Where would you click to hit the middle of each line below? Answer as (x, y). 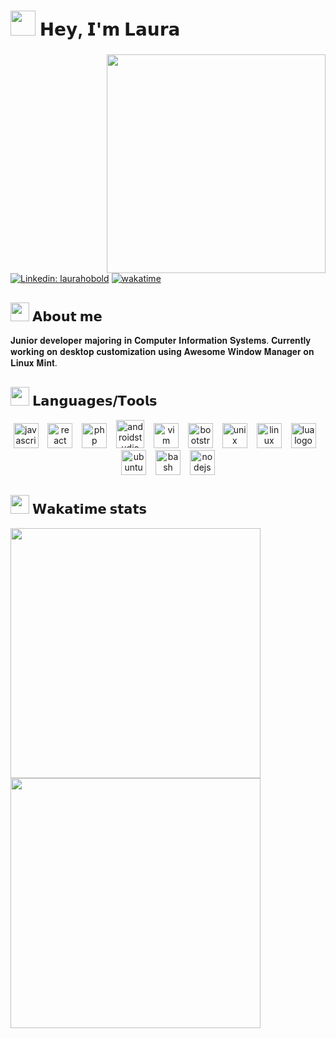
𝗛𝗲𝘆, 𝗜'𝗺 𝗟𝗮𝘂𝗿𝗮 (110, 29)
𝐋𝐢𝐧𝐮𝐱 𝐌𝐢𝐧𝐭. (34, 362)
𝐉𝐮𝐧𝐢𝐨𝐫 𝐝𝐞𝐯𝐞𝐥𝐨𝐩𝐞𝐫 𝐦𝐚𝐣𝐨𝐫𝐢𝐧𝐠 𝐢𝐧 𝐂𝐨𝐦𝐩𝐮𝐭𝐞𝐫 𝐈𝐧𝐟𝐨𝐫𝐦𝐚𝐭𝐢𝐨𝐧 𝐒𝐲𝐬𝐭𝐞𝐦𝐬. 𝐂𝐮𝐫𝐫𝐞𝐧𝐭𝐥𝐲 (160, 340)
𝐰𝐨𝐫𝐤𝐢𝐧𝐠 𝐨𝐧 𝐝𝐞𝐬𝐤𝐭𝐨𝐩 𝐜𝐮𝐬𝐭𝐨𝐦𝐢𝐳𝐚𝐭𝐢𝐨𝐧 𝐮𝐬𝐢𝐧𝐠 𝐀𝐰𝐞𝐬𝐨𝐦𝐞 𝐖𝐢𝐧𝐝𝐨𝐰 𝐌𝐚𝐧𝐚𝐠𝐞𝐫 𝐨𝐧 (162, 351)
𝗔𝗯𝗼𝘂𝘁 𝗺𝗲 (67, 316)
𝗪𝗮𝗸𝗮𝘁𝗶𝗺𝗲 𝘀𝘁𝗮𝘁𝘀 (89, 509)
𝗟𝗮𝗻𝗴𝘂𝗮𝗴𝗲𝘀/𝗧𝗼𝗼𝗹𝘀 (94, 401)
